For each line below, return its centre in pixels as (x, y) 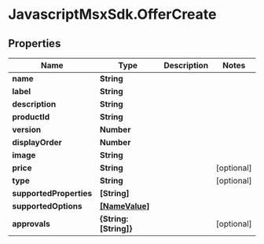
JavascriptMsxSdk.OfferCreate (112, 15)
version (27, 129)
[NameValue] (125, 206)
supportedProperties (52, 193)
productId (31, 117)
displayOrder (37, 142)
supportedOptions (47, 206)
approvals (31, 224)
